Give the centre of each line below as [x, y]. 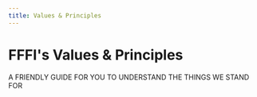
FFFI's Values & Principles [96, 54]
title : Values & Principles [55, 16]
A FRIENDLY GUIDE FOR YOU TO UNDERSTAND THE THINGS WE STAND [129, 77]
